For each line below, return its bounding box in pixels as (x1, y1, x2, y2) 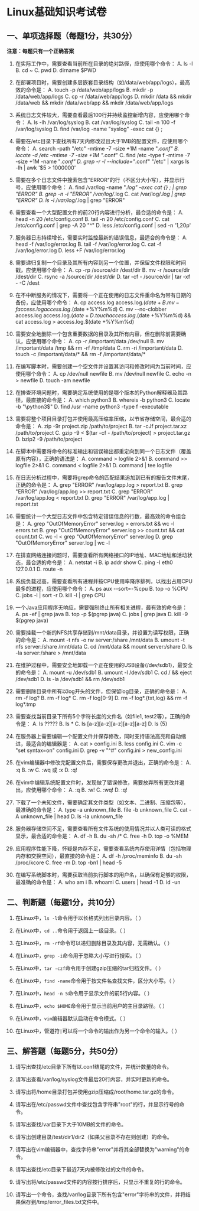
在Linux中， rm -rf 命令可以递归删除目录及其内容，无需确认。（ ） (15, 939, 173, 946)
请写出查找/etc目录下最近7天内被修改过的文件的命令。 (15, 1166, 147, 1173)
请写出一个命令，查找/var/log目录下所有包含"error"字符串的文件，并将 (15, 1191, 186, 1198)
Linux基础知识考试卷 (6, 5, 107, 19)
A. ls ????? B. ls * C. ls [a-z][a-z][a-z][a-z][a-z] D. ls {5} (32, 720, 168, 727)
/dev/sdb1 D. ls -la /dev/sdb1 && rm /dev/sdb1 (15, 676, 125, 682)
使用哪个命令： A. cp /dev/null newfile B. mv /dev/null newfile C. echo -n (15, 370, 191, 377)
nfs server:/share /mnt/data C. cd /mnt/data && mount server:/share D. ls (15, 643, 193, 650)
